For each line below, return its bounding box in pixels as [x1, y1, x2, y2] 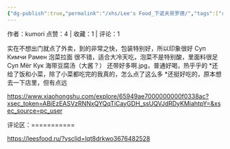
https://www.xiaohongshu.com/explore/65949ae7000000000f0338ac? [7, 92, 209, 100]
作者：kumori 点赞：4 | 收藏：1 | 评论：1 [7, 29, 120, 38]
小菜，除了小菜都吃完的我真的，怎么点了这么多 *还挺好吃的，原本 [30, 70, 216, 78]
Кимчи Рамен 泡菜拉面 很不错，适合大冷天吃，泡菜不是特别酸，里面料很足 [7, 53, 218, 61]
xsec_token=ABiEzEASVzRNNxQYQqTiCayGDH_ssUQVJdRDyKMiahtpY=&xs [7, 99, 221, 107]
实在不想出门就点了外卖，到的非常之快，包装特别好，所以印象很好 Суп [7, 44, 207, 52]
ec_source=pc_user [7, 107, 63, 115]
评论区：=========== [7, 120, 75, 128]
